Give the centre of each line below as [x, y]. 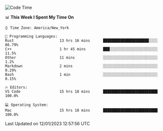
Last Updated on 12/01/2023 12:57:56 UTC [47, 123]
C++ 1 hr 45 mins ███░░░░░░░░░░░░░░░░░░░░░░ [81, 49]
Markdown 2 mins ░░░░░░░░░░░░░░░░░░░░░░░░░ [81, 66]
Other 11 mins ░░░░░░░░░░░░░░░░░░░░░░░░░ [81, 58]
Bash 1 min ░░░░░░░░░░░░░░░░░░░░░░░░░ [81, 75]
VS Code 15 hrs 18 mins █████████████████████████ [81, 92]
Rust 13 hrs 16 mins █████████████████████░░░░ [81, 41]
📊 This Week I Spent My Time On [39, 17]
